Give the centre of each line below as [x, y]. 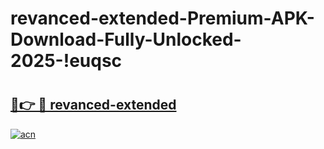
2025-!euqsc [66, 61]
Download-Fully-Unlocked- [126, 39]
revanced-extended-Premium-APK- [162, 18]
